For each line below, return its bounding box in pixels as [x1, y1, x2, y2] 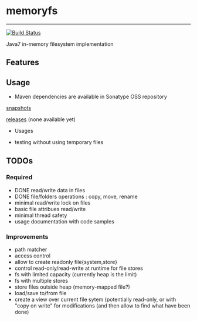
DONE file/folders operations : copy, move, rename [14, 193, 138, 200]
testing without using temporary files [14, 139, 104, 146]
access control [14, 252, 51, 259]
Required [6, 173, 33, 182]
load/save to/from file [14, 290, 67, 297]
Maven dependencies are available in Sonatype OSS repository [14, 93, 167, 101]
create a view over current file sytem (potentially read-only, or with [14, 296, 176, 303]
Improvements [6, 232, 49, 240]
